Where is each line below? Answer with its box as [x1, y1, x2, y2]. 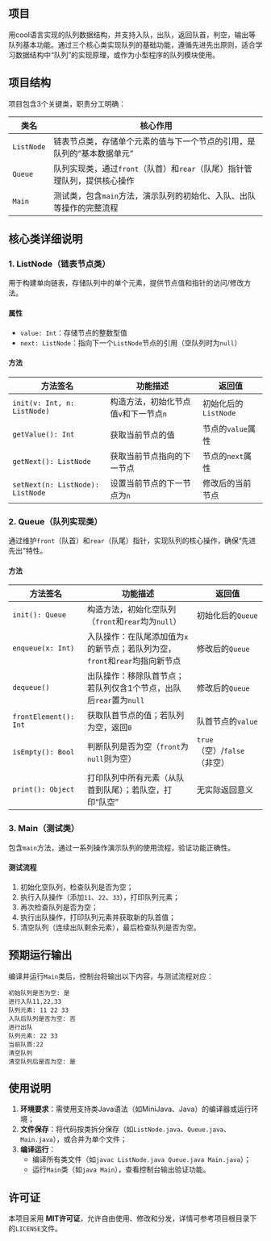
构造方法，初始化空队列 [87, 604, 177, 615]
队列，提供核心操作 [61, 175, 135, 186]
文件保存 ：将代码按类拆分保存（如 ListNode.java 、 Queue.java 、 [19, 1124, 231, 1134]
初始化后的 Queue [196, 610, 258, 621]
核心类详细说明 [8, 232, 83, 246]
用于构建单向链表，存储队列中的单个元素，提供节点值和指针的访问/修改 [8, 278, 244, 288]
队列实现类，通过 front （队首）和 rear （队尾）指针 [53, 163, 244, 174]
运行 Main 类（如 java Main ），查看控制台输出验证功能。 [31, 1164, 211, 1175]
